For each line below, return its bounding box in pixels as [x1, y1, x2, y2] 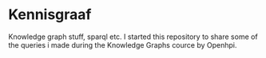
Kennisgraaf [8, 6, 92, 24]
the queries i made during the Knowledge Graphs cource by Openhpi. [8, 40, 237, 49]
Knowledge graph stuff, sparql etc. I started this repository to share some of [8, 32, 258, 41]
